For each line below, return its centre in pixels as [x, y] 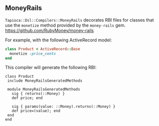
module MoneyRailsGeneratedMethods [44, 90]
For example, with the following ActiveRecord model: [59, 40]
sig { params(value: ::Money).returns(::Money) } [64, 107]
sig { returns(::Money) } [38, 94]
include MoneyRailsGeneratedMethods [45, 81]
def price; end [27, 98]
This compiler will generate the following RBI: [51, 67]
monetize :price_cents [33, 54]
